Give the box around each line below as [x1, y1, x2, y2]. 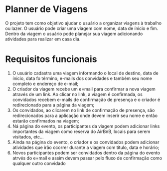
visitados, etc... [12, 133, 44, 139]
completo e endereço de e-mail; [12, 80, 79, 86]
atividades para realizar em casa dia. [5, 36, 81, 42]
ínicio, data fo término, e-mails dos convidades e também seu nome [12, 75, 152, 81]
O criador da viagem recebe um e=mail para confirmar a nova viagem [12, 86, 156, 92]
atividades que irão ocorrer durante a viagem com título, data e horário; [12, 144, 160, 150]
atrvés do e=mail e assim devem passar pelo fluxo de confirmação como [12, 155, 163, 161]
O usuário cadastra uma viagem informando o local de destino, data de [12, 70, 159, 76]
